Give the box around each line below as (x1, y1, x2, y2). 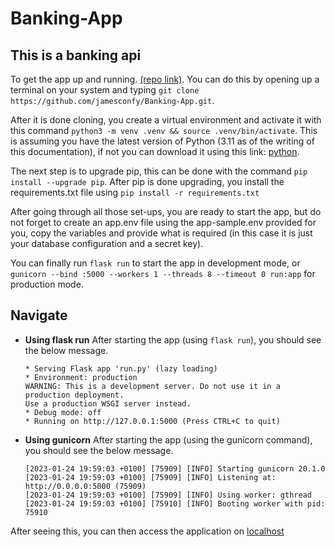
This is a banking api (10, 47, 142, 64)
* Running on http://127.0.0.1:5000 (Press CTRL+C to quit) (24, 416, 281, 426)
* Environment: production (24, 372, 138, 382)
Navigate (10, 307, 68, 324)
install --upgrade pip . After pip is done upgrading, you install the (10, 176, 285, 187)
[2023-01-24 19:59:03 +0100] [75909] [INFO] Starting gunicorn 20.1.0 (24, 463, 326, 474)
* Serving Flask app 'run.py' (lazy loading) (24, 363, 218, 374)
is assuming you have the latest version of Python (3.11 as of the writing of (10, 135, 315, 147)
